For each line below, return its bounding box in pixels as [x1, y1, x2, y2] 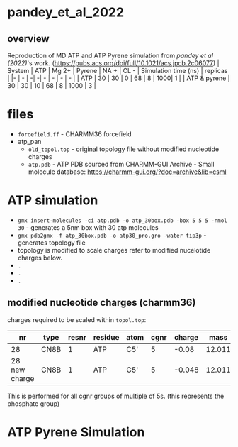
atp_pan [17, 137, 42, 145]
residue [93, 332, 120, 342]
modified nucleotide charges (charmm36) [7, 297, 196, 309]
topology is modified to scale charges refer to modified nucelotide [17, 245, 211, 254]
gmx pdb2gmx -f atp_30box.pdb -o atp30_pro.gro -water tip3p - [17, 231, 207, 239]
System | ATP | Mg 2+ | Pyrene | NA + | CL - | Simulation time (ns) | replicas [7, 67, 228, 74]
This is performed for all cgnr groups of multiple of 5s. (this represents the [7, 392, 225, 400]
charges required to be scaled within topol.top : [7, 315, 147, 324]
